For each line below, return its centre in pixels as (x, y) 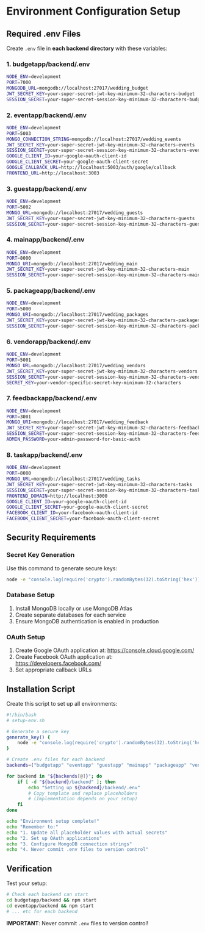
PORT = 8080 (19, 473)
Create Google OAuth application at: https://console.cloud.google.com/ (105, 650)
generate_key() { (28, 737)
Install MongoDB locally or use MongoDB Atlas (74, 608)
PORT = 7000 (19, 83)
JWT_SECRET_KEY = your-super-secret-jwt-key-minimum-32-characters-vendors (102, 371)
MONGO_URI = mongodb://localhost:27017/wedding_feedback (77, 422)
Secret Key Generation (41, 555)
